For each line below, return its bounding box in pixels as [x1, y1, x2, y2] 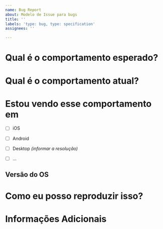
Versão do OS [5, 170, 49, 179]
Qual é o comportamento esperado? [5, 52, 158, 63]
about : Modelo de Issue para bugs [5, 12, 78, 17]
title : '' [5, 17, 26, 22]
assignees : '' [5, 26, 35, 31]
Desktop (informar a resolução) [12, 145, 78, 151]
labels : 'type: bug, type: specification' [5, 21, 95, 27]
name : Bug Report [5, 7, 42, 13]
